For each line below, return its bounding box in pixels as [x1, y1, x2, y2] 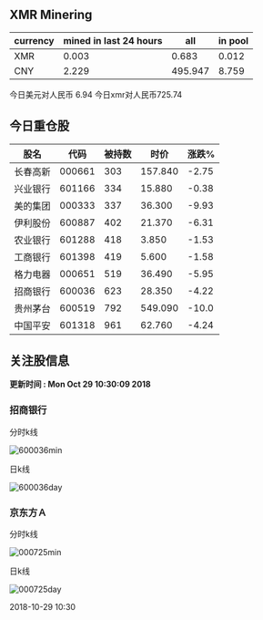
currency [14, 34, 55, 46]
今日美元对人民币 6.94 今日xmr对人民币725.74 [9, 88, 183, 99]
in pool [217, 34, 248, 46]
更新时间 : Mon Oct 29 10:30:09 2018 [9, 378, 152, 390]
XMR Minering [9, 7, 93, 23]
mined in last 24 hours [63, 34, 163, 46]
